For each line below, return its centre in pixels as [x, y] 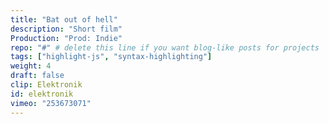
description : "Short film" [66, 29]
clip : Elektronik [46, 85]
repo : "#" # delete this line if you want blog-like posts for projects [165, 47]
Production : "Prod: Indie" [66, 38]
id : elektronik [42, 94]
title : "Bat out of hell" [64, 19]
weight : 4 [31, 66]
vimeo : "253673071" [51, 103]
